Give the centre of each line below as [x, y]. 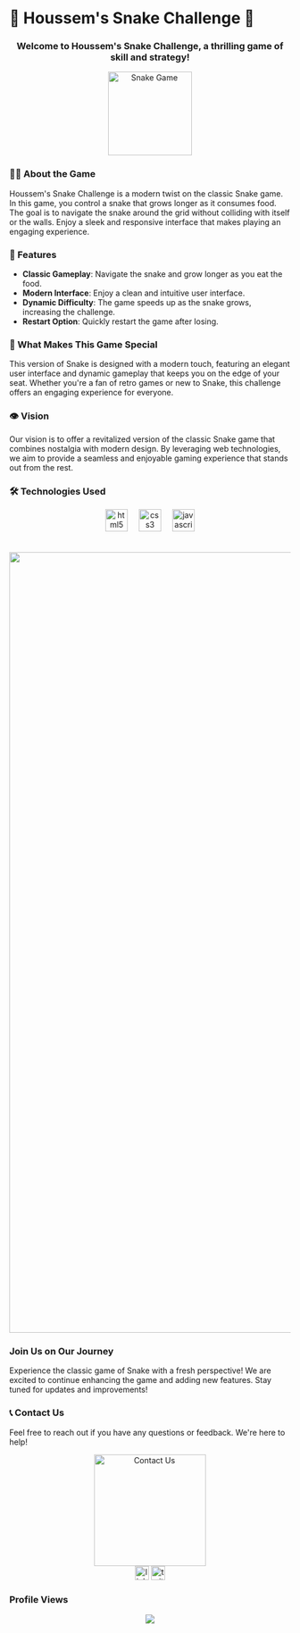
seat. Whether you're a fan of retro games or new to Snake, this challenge [145, 383]
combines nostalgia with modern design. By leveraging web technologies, [145, 448]
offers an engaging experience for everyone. [92, 393]
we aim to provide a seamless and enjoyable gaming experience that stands [149, 458]
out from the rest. [42, 467]
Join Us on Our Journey [62, 1351]
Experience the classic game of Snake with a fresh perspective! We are [140, 1371]
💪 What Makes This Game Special [83, 345]
